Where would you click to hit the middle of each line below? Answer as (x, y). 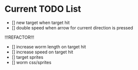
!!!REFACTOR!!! (20, 37)
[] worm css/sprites (31, 62)
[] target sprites (28, 57)
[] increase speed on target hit (42, 52)
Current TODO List (43, 9)
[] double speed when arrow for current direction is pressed (72, 27)
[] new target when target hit (41, 23)
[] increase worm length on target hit (49, 47)
